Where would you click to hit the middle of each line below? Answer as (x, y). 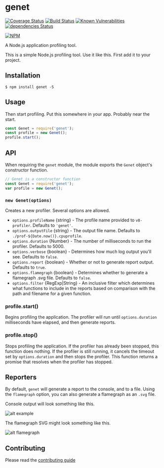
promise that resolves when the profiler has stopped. (59, 362)
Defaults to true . (29, 267)
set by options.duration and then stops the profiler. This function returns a (82, 356)
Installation (23, 76)
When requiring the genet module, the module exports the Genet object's (79, 165)
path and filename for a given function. (52, 294)
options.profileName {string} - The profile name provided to (73, 220)
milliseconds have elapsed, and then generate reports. (61, 322)
